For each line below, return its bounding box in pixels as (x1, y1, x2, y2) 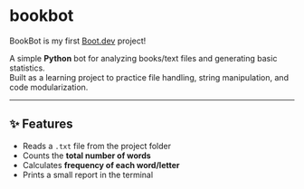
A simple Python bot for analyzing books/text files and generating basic (9, 52, 278, 63)
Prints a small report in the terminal (22, 169, 154, 180)
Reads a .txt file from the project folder (22, 140, 172, 151)
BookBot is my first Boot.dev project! (9, 35, 147, 46)
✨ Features (9, 117, 73, 132)
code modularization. (9, 81, 89, 92)
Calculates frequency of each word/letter (22, 159, 180, 170)
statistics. (9, 62, 45, 73)
